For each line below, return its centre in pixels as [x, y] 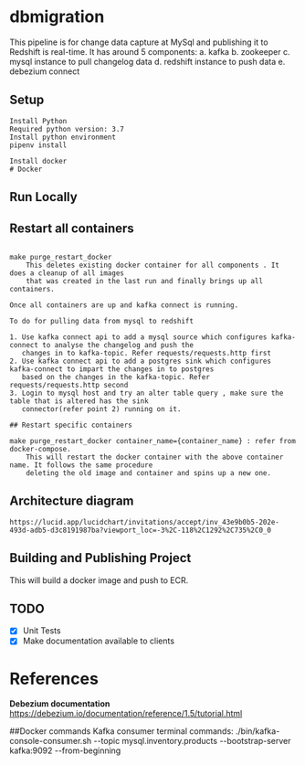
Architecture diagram [72, 501]
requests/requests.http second [69, 385]
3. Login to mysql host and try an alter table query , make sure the [147, 393]
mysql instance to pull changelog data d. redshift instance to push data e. [147, 61]
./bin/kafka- [258, 731]
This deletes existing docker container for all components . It [153, 265]
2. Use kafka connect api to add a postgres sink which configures [141, 361]
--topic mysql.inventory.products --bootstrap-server [192, 741]
